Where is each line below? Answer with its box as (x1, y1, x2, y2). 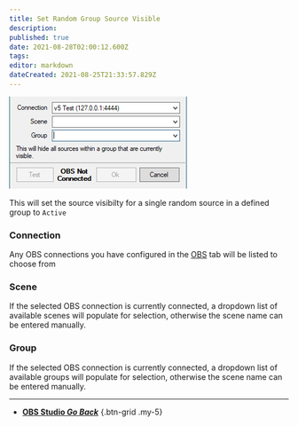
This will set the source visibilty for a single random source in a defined (9, 197, 270, 208)
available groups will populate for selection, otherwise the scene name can (9, 371, 283, 382)
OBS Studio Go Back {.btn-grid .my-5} (21, 406, 163, 417)
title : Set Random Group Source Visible (9, 14, 161, 23)
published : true (9, 33, 69, 42)
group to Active (9, 207, 67, 217)
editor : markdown (9, 61, 74, 70)
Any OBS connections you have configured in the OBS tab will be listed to (9, 249, 278, 260)
